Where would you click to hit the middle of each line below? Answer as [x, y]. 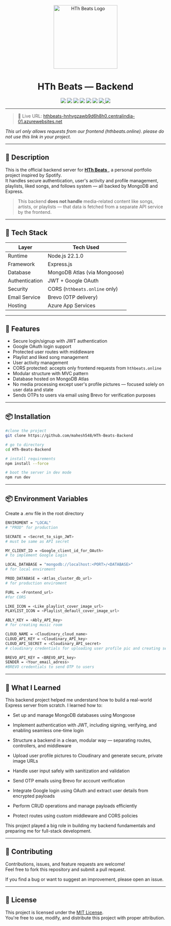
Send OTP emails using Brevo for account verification [69, 780]
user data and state [33, 390]
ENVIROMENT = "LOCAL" [28, 523]
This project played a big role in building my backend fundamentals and [80, 825]
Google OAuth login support [42, 347]
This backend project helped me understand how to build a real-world [79, 699]
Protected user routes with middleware [53, 352]
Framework [21, 264]
